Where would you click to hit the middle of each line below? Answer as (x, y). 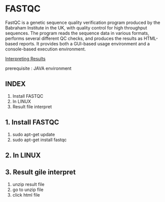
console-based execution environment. (45, 49)
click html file (26, 195)
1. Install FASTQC (32, 122)
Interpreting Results (25, 58)
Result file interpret (32, 106)
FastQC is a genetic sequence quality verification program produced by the (83, 22)
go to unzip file (28, 190)
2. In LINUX (23, 155)
